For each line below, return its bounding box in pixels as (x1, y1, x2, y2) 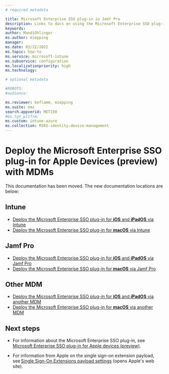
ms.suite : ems (5, 104, 35, 110)
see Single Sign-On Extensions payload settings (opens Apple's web (12, 358, 154, 364)
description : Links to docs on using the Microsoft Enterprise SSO (5, 21, 150, 26)
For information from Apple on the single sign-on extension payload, (12, 353, 154, 359)
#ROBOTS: (5, 86, 24, 91)
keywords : (5, 26, 26, 31)
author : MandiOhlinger (5, 31, 53, 36)
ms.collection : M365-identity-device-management (5, 123, 109, 128)
